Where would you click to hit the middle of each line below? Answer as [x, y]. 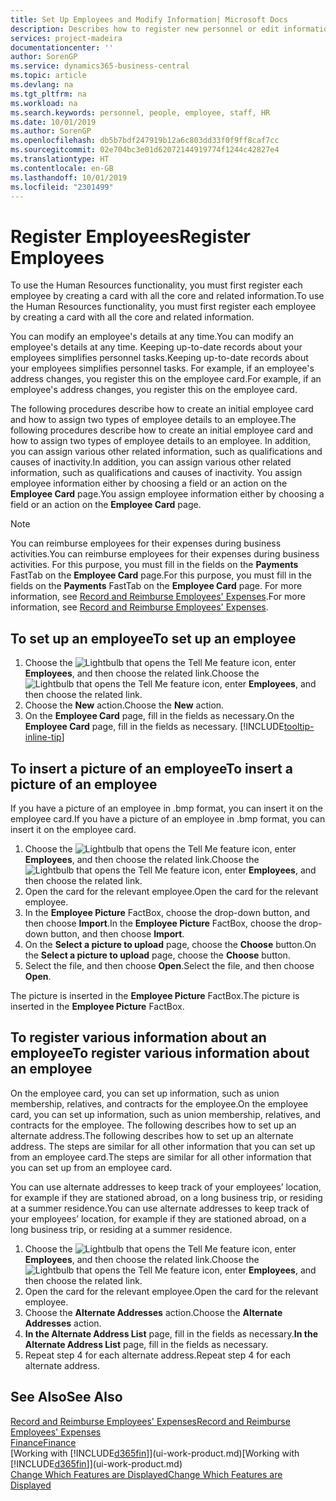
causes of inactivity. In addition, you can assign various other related [151, 462]
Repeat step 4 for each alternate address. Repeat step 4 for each [158, 1355]
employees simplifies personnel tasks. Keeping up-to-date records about [159, 358]
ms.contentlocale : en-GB [62, 168]
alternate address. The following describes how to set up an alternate [152, 1135]
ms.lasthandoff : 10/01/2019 [69, 177]
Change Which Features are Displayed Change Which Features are [146, 1474]
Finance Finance [43, 1442]
